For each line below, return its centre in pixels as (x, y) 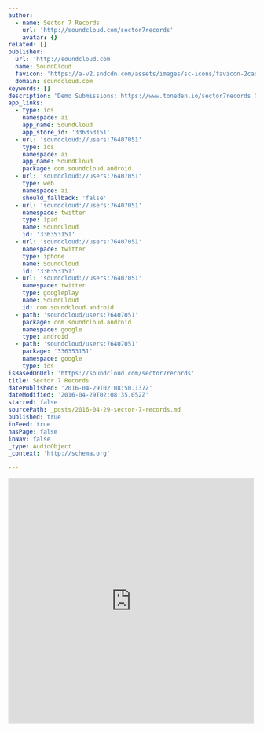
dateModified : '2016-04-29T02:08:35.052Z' (79, 395)
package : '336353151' (57, 351)
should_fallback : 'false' (65, 198)
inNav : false (29, 439)
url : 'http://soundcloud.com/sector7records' (98, 30)
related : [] (27, 45)
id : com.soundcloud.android (68, 307)
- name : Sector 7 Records (58, 23)
